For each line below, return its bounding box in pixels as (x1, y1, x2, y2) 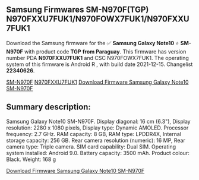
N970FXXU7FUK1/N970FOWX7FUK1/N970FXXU (6, 14, 189, 24)
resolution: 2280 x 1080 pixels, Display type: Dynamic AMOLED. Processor (6, 124, 189, 131)
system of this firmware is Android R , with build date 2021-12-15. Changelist (6, 61, 193, 68)
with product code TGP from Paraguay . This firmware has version (24, 48, 187, 55)
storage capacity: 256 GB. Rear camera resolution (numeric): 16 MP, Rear (6, 137, 185, 144)
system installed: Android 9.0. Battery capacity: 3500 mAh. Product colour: (6, 149, 190, 156)
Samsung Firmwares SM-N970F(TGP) (6, 5, 149, 15)
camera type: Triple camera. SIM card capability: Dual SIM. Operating (6, 143, 176, 150)
